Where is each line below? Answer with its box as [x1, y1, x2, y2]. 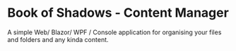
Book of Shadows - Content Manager [7, 5, 230, 21]
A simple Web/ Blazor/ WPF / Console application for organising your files [7, 28, 222, 36]
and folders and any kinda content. [7, 35, 109, 43]
